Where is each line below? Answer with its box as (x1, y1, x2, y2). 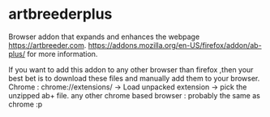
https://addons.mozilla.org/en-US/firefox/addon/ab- (88, 40, 262, 50)
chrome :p (8, 99, 43, 109)
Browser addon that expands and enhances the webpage (8, 32, 200, 41)
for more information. (27, 49, 98, 58)
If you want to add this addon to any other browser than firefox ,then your (8, 64, 254, 74)
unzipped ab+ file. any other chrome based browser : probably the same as (8, 90, 261, 100)
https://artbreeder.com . (8, 40, 87, 50)
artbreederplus (8, 5, 113, 24)
